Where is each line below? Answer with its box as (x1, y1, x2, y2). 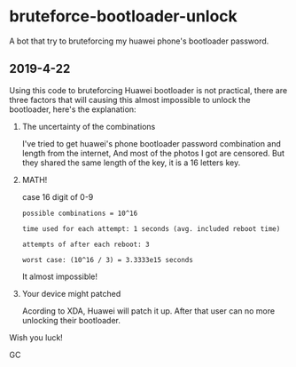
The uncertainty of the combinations (21, 121, 156, 132)
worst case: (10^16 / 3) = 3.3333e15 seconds (21, 255, 193, 264)
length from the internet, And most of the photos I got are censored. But (21, 148, 285, 158)
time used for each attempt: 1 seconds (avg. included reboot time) (21, 224, 281, 233)
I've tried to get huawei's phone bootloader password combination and (21, 138, 282, 148)
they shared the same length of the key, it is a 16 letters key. (21, 157, 241, 168)
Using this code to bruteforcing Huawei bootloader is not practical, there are (9, 84, 288, 95)
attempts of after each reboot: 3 (21, 240, 150, 249)
